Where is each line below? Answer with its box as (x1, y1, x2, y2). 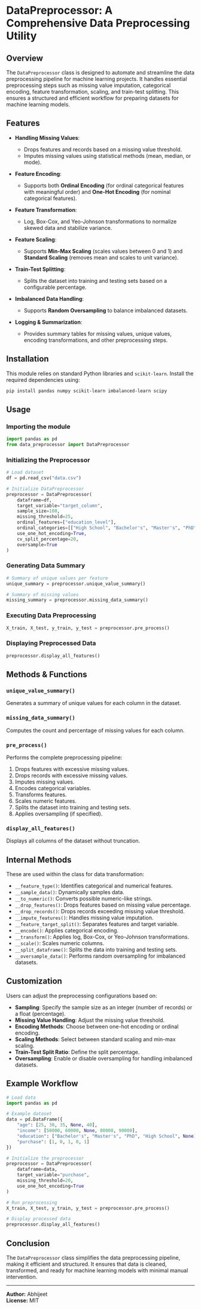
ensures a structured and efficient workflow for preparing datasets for (6, 94, 179, 101)
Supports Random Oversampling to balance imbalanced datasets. (23, 307, 188, 314)
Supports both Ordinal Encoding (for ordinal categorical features (23, 181, 184, 189)
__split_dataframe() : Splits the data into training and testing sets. (14, 946, 178, 954)
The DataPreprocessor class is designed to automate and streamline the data (6, 69, 195, 76)
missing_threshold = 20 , (17, 1177, 74, 1184)
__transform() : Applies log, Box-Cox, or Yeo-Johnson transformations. (14, 933, 190, 940)
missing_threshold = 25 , (17, 514, 74, 520)
